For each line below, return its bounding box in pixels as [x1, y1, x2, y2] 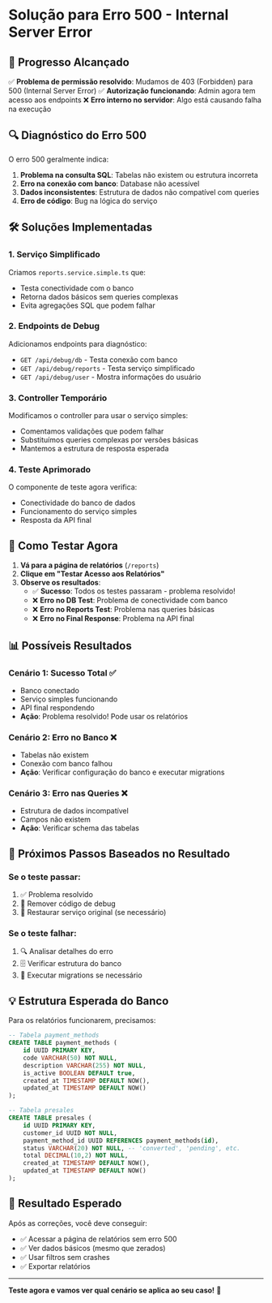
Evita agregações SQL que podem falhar [19, 300, 155, 310]
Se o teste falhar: [8, 928, 77, 939]
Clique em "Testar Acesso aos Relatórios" [19, 569, 165, 579]
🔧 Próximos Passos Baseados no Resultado [8, 847, 231, 861]
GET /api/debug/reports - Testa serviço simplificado [19, 363, 196, 373]
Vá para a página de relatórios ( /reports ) [19, 560, 159, 570]
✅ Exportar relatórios [19, 1261, 91, 1271]
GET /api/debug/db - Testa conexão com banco [19, 355, 178, 365]
